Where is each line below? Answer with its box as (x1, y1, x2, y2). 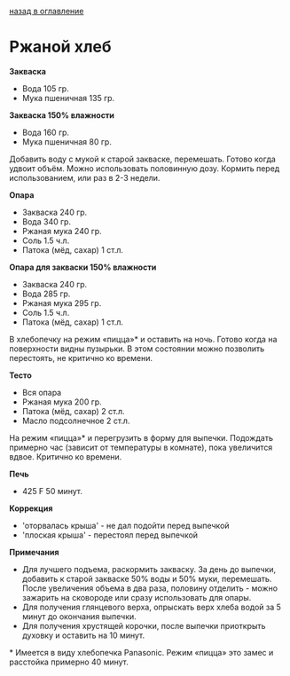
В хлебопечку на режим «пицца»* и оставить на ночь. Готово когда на (9, 334, 278, 344)
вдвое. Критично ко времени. (9, 451, 122, 462)
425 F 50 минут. (21, 485, 82, 496)
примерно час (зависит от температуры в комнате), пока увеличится (9, 442, 273, 452)
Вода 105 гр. (21, 83, 69, 94)
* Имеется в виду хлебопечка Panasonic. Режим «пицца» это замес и (9, 647, 274, 657)
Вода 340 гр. (21, 216, 72, 227)
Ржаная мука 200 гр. (21, 397, 102, 407)
